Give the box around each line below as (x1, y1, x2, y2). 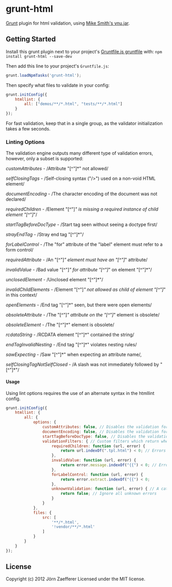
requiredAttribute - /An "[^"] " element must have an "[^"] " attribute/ (6, 257, 148, 263)
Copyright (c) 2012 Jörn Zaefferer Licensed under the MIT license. (6, 576, 145, 582)
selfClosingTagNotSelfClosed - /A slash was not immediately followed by (6, 362, 159, 368)
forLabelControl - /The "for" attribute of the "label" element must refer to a (6, 241, 163, 247)
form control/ (6, 247, 34, 253)
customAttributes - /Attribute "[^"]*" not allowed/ (6, 165, 109, 172)
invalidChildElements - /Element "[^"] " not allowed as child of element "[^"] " (6, 286, 166, 292)
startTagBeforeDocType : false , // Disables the (42, 434, 145, 439)
